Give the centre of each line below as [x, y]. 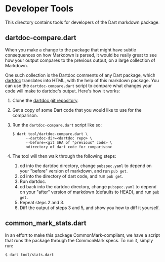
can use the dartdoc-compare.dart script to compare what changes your [79, 86]
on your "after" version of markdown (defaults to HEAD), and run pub [89, 192]
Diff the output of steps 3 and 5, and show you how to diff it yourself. [90, 208]
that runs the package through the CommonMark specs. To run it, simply [79, 240]
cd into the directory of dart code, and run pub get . [71, 176]
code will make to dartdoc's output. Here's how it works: [62, 91]
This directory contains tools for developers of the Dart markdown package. [82, 22]
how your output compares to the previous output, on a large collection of [80, 60]
